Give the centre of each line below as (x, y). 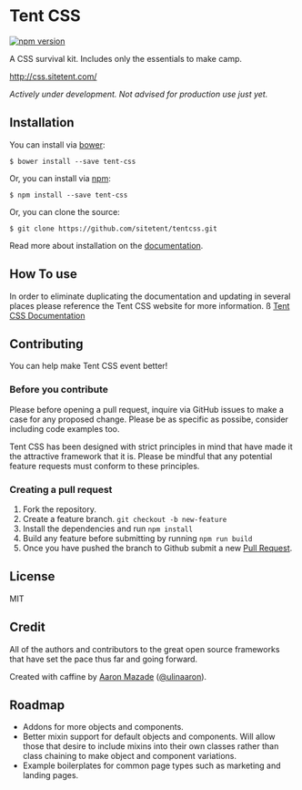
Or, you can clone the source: (65, 211)
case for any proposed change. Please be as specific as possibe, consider (149, 419)
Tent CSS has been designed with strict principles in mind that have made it (151, 446)
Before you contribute (59, 390)
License (32, 576)
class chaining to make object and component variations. (130, 756)
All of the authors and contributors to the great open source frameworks (145, 649)
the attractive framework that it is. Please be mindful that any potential (141, 456)
